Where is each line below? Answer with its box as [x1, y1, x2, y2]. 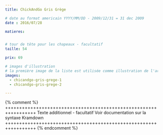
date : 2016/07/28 [5, 20, 42, 25]
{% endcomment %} [37, 125, 79, 131]
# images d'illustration [5, 64, 55, 69]
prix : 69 [5, 55, 23, 60]
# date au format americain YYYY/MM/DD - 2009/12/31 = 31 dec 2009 [5, 15, 145, 21]
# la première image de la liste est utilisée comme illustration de [5, 68, 149, 73]
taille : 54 [5, 46, 27, 51]
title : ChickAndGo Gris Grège [5, 7, 66, 12]
